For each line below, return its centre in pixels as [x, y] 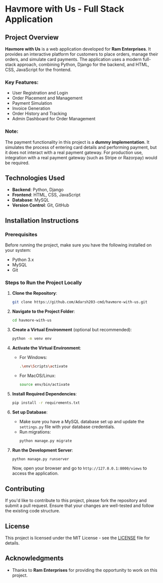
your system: [18, 250]
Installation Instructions [42, 220]
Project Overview [32, 37]
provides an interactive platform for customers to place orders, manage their [82, 54]
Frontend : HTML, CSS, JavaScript [46, 195]
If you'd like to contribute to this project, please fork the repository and [76, 501]
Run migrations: [35, 432]
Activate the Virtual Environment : [46, 348]
